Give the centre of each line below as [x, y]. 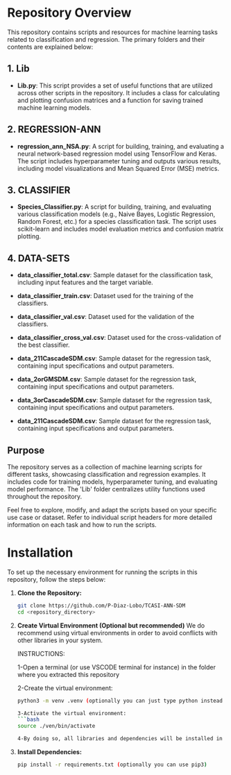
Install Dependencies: [49, 752]
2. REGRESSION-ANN [54, 130]
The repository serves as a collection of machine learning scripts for [105, 467]
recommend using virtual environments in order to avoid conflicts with [117, 633]
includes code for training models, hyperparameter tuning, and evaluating [112, 482]
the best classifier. [43, 345]
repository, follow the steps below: [57, 579]
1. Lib [18, 68]
